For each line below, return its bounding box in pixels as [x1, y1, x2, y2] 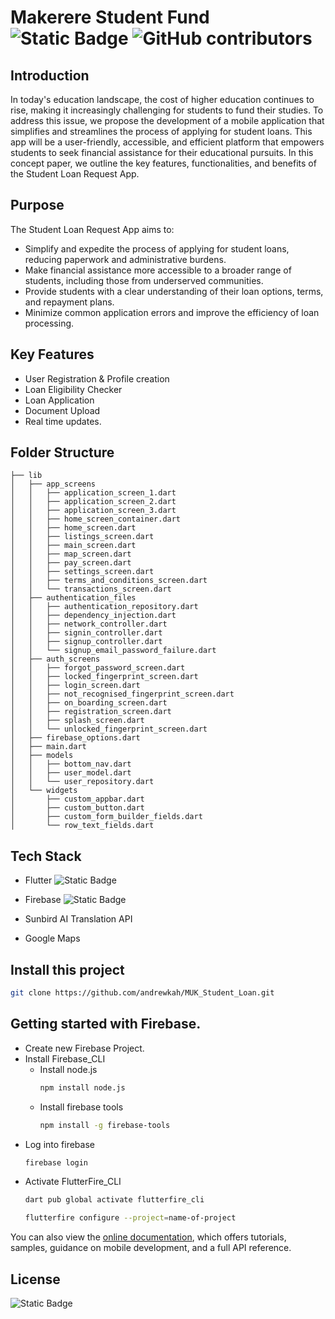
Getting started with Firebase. [10, 1016, 202, 1033]
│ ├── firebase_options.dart [10, 733, 141, 743]
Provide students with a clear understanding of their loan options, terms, [24, 285, 324, 297]
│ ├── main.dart [10, 742, 87, 752]
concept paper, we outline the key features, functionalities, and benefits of [10, 157, 317, 169]
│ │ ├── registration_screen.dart [10, 707, 172, 717]
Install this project [10, 961, 125, 978]
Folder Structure [10, 444, 115, 461]
